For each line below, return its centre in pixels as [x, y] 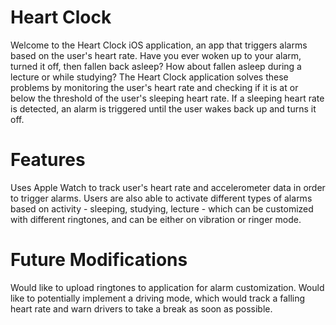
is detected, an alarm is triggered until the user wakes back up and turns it [163, 108]
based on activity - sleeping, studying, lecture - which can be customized [162, 208]
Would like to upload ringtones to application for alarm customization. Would [167, 287]
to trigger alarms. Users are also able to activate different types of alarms [161, 198]
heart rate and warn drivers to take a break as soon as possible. [141, 308]
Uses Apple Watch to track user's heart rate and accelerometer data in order [168, 187]
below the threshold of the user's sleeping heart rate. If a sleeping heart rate [167, 98]
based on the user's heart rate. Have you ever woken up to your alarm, [156, 55]
